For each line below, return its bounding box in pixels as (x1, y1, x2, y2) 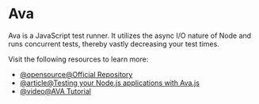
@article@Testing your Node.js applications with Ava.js (19, 78, 200, 87)
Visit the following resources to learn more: (8, 54, 149, 64)
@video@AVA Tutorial (19, 86, 91, 95)
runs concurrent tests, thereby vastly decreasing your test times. (8, 39, 219, 48)
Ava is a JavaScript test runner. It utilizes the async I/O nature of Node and (8, 31, 252, 40)
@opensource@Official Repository (19, 69, 133, 79)
